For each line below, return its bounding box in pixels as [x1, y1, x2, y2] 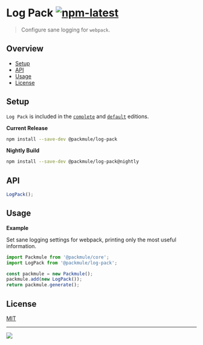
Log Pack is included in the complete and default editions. [6, 113, 149, 120]
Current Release [6, 124, 48, 131]
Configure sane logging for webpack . [21, 26, 111, 33]
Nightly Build [6, 147, 40, 154]
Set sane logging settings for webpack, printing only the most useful [6, 236, 176, 243]
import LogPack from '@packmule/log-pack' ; [6, 260, 118, 266]
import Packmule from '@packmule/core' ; [6, 254, 110, 260]
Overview [6, 44, 44, 54]
